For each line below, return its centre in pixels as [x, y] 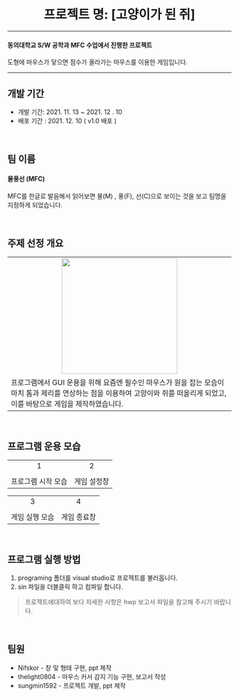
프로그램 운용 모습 [44, 446]
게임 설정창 [92, 482]
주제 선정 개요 [36, 243]
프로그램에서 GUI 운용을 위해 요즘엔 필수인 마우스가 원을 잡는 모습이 [117, 383]
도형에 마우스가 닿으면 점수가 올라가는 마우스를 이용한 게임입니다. [98, 62]
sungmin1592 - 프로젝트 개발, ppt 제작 [71, 686]
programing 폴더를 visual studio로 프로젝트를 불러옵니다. [97, 577]
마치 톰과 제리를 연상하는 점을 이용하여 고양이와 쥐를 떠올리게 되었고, [119, 393]
